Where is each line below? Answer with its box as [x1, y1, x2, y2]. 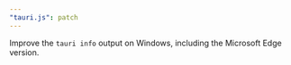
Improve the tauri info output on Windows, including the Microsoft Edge [9, 37, 282, 48]
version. [9, 46, 40, 58]
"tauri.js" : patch [9, 12, 78, 22]
